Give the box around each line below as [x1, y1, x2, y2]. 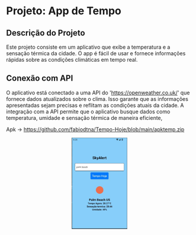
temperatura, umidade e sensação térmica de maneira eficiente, [6, 114, 163, 121]
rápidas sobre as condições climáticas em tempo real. [6, 56, 138, 63]
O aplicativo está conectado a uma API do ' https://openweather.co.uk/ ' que [6, 89, 190, 96]
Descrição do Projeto [6, 28, 85, 38]
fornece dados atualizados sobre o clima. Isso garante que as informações [6, 95, 188, 102]
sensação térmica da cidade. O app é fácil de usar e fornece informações [6, 50, 186, 57]
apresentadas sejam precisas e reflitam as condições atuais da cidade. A [6, 101, 184, 109]
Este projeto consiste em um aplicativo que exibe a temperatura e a [6, 43, 171, 50]
